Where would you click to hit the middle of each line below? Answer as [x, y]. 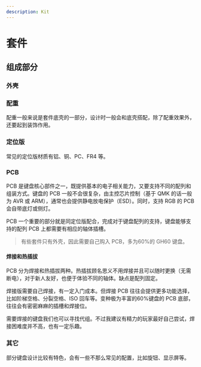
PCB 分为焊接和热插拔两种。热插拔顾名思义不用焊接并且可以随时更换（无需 [99, 271]
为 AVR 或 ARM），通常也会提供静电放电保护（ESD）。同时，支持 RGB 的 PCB [100, 201]
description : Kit [28, 12]
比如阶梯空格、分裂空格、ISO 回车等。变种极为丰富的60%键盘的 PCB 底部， [100, 299]
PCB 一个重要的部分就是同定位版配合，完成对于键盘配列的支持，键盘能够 [96, 221]
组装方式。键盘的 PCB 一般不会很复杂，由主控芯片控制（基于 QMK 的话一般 [99, 194]
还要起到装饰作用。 [30, 125]
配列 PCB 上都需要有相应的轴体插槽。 [63, 229]
